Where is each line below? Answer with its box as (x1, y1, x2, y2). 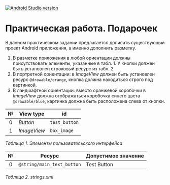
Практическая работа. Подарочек (5, 23, 158, 34)
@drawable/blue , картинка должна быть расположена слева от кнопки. (12, 98, 165, 104)
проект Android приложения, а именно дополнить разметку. (5, 45, 137, 51)
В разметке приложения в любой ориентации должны (12, 55, 131, 61)
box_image (50, 127, 74, 134)
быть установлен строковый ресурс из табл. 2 (12, 65, 114, 71)
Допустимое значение (86, 152, 145, 159)
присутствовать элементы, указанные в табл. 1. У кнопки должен (12, 60, 155, 66)
